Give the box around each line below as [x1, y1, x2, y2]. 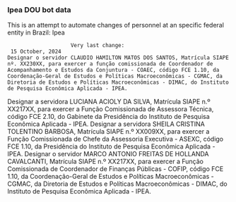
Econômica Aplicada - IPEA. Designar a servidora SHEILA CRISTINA [7, 120, 205, 128]
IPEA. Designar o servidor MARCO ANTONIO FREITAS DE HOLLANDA [7, 150, 209, 158]
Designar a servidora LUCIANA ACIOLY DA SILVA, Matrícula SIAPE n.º [7, 97, 211, 106]
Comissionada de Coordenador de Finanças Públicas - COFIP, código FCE [7, 165, 224, 173]
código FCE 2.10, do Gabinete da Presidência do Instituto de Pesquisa [7, 113, 210, 121]
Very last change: [70, 42, 125, 49]
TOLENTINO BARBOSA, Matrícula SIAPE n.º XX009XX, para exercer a [7, 127, 210, 136]
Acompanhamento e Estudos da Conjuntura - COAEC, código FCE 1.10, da [7, 67, 220, 74]
